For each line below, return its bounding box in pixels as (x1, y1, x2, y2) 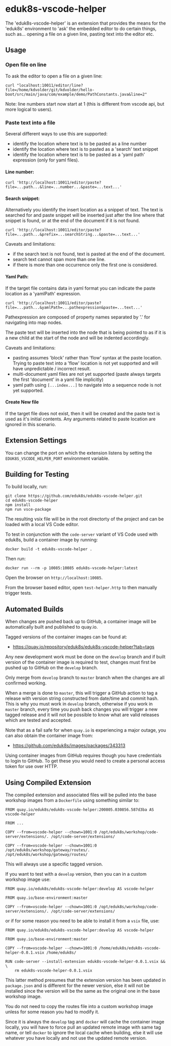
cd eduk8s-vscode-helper (5, 498, 58, 503)
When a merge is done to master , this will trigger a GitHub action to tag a (5, 690, 158, 696)
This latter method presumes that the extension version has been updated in (5, 977, 166, 983)
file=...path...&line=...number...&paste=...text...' (5, 185, 123, 190)
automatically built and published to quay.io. (5, 624, 98, 630)
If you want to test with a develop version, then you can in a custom (5, 871, 147, 877)
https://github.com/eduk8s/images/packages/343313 (12, 742, 126, 749)
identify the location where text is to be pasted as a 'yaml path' (12, 151, 145, 157)
